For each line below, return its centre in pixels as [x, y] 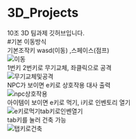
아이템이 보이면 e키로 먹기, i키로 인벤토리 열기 [69, 102]
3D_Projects [43, 13]
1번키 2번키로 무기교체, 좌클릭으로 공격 [60, 67]
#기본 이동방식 [27, 41]
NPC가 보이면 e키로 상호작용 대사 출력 [59, 85]
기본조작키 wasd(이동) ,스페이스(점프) [58, 50]
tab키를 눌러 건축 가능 [37, 120]
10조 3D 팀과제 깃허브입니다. [46, 33]
